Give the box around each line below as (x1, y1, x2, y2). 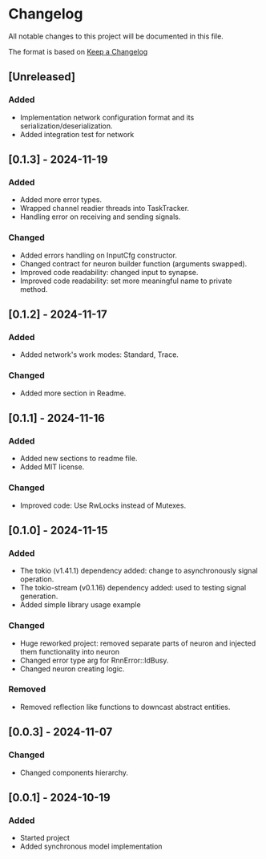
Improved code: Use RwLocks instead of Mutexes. (19, 500, 187, 510)
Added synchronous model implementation (19, 841, 163, 851)
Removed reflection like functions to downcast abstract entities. (19, 702, 231, 711)
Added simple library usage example (19, 600, 142, 610)
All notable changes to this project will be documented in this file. (8, 31, 224, 41)
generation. (19, 591, 58, 602)
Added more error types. (19, 195, 103, 205)
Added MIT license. (19, 462, 85, 472)
